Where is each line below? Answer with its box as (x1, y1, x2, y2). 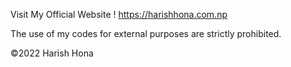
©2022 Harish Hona (10, 47, 94, 59)
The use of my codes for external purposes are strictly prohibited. (10, 28, 282, 39)
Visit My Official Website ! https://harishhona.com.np (10, 9, 228, 20)
